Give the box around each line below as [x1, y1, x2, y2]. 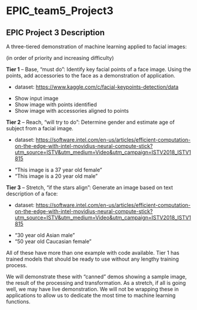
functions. [6, 298, 31, 305]
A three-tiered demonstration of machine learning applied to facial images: [6, 43, 187, 50]
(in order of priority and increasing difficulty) [6, 55, 114, 61]
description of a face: [6, 190, 58, 197]
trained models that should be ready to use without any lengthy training [6, 255, 179, 262]
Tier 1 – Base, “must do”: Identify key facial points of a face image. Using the [6, 66, 191, 73]
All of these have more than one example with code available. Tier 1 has [6, 250, 179, 256]
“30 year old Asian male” [14, 232, 75, 238]
